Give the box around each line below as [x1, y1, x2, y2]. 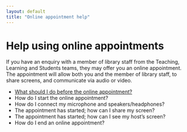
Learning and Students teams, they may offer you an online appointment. [6, 65, 182, 72]
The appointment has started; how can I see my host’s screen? [14, 113, 166, 120]
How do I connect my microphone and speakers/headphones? [14, 100, 165, 108]
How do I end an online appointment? [14, 119, 105, 126]
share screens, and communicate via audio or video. [6, 77, 133, 84]
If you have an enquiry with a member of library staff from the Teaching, [6, 58, 180, 65]
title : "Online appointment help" [6, 14, 91, 20]
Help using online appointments [6, 39, 164, 53]
